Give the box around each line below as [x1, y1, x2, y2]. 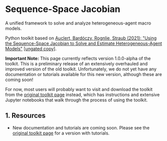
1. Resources [5, 111, 46, 120]
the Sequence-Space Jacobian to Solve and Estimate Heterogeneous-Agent [5, 40, 162, 46]
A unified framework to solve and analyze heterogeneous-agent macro [5, 20, 151, 26]
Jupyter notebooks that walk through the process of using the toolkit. [5, 96, 148, 103]
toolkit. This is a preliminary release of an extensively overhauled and [5, 60, 148, 66]
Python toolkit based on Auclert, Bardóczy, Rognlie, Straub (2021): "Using [5, 35, 157, 41]
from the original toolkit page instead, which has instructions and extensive [5, 91, 160, 97]
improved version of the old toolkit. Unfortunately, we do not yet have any [5, 66, 156, 72]
